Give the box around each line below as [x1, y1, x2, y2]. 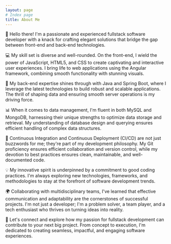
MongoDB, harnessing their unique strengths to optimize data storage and [5, 114, 162, 120]
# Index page [5, 12, 33, 17]
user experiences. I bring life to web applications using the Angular [5, 65, 147, 71]
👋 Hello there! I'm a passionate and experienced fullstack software [5, 31, 146, 37]
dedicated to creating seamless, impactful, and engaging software [5, 228, 145, 234]
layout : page [5, 7, 33, 13]
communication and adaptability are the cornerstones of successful [5, 196, 148, 202]
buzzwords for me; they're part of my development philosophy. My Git [5, 140, 154, 147]
